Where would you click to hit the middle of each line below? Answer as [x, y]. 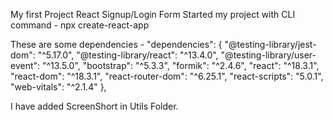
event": [25, 65]
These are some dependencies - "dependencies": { [116, 44]
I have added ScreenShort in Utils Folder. [94, 106]
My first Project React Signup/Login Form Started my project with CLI [153, 14]
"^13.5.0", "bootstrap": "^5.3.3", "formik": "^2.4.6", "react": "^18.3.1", [180, 65]
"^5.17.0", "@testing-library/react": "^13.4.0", [128, 55]
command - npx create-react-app [80, 25]
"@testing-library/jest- [270, 44]
